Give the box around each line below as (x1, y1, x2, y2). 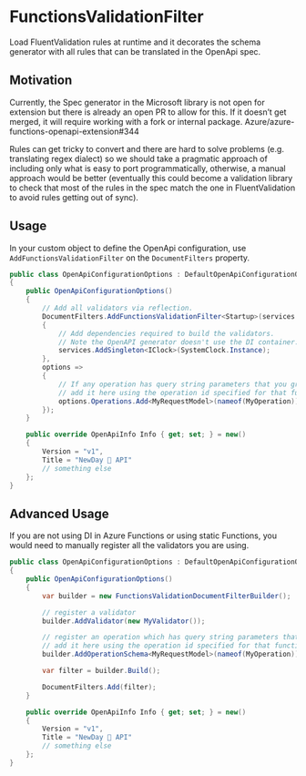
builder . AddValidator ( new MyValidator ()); (42, 617, 206, 626)
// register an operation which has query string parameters (42, 633, 280, 642)
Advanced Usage (9, 505, 109, 521)
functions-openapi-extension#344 (9, 126, 139, 137)
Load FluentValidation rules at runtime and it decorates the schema (9, 36, 261, 47)
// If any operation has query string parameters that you (57, 380, 287, 389)
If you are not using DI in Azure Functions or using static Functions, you (9, 530, 278, 541)
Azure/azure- (244, 116, 295, 127)
